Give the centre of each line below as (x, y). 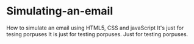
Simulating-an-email (60, 11)
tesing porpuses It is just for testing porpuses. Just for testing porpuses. (97, 34)
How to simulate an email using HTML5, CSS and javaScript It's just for (95, 28)
